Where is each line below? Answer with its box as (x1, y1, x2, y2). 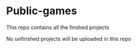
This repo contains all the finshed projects (6, 24, 110, 31)
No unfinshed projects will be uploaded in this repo (6, 35, 132, 42)
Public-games (6, 4, 77, 18)
